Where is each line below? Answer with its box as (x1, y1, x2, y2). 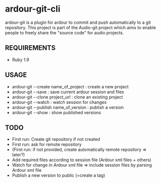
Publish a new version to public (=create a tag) (12, 172, 105, 178)
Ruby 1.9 (12, 57, 29, 63)
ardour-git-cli (5, 3, 60, 15)
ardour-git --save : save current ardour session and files (12, 89, 124, 95)
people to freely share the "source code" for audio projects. (5, 30, 124, 35)
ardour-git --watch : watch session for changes (12, 99, 107, 105)
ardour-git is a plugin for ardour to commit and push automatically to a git (5, 19, 151, 25)
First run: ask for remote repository (12, 142, 82, 148)
